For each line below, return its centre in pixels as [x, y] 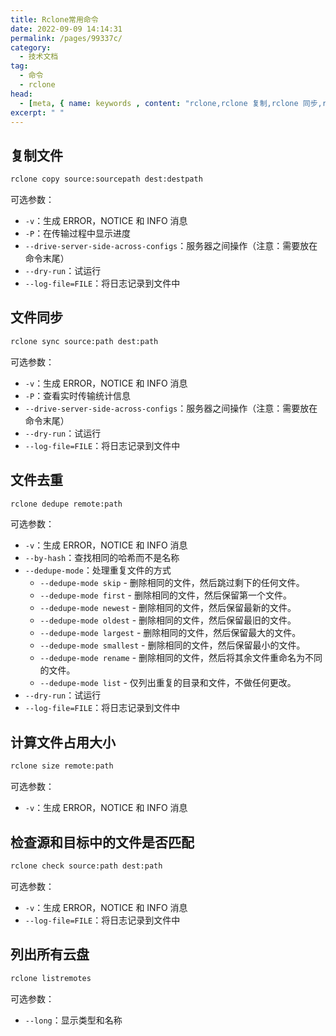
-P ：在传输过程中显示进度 [78, 233]
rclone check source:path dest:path [86, 866]
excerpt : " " [37, 112]
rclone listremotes [51, 978]
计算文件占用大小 [63, 742]
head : [21, 94]
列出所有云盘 [50, 954]
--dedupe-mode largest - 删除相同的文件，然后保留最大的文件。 [170, 633]
